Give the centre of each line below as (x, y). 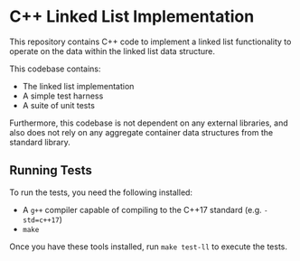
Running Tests (51, 170)
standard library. (40, 142)
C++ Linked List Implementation (132, 17)
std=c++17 (41, 220)
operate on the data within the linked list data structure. (112, 51)
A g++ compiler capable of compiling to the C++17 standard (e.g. (142, 210)
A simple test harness (63, 96)
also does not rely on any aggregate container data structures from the (141, 132)
